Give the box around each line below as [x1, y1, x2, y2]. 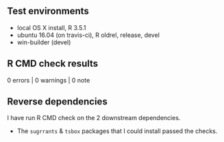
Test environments [7, 5, 89, 17]
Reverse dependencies [7, 96, 108, 108]
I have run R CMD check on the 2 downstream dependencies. [7, 114, 181, 122]
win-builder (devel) [16, 38, 71, 46]
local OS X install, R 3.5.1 [16, 23, 86, 31]
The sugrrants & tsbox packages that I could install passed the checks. [16, 127, 218, 135]
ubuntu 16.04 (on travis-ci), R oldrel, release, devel [16, 31, 160, 39]
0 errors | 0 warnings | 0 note [7, 76, 90, 84]
